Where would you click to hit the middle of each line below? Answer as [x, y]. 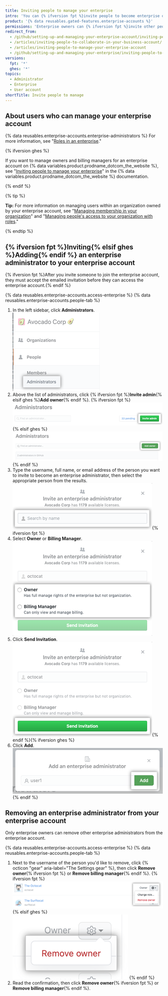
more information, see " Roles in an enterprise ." [53, 141]
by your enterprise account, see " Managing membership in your [71, 211]
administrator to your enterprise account [70, 263]
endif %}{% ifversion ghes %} [43, 740]
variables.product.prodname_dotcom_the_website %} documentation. [77, 177]
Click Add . [23, 746]
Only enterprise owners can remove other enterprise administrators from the [84, 833]
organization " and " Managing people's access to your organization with [79, 216]
